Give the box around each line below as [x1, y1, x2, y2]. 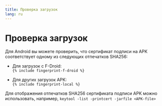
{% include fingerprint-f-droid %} [12, 69, 85, 73]
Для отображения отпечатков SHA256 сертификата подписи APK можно [5, 90, 158, 96]
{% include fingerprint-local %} [12, 82, 81, 87]
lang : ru [5, 12, 23, 17]
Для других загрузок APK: [12, 77, 67, 83]
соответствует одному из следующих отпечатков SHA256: [5, 54, 128, 60]
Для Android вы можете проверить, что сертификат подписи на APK [5, 49, 148, 54]
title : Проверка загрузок [5, 7, 58, 12]
